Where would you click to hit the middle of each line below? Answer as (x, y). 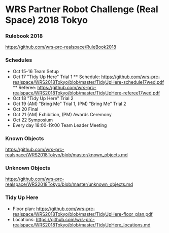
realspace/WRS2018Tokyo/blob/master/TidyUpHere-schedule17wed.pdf (88, 82)
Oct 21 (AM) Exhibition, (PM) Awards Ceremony (62, 114)
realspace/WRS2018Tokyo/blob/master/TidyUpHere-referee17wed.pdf (86, 93)
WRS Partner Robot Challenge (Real (82, 9)
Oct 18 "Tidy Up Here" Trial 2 (43, 98)
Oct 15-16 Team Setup (36, 71)
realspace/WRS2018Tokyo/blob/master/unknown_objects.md (69, 184)
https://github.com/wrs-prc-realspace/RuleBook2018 (61, 47)
